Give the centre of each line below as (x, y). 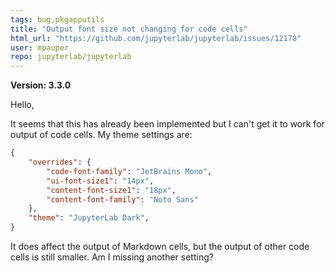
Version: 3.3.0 (41, 85)
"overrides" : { (60, 162)
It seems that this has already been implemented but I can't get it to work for (167, 124)
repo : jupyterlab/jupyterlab (71, 57)
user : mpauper (40, 47)
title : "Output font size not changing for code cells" (129, 29)
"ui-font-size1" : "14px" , (100, 181)
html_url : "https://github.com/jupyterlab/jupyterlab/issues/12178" (156, 38)
